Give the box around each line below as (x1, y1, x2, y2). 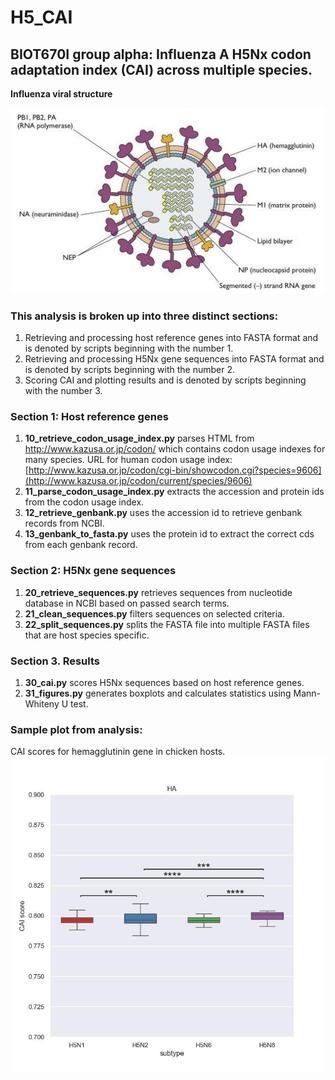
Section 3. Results (10, 654, 100, 668)
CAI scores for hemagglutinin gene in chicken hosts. (10, 746, 226, 758)
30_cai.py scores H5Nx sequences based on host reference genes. (24, 677, 305, 689)
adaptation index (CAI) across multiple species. (10, 61, 313, 78)
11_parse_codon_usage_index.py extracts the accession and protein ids (24, 486, 325, 498)
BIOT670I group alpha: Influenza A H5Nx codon (10, 46, 312, 63)
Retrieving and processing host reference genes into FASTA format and (24, 332, 319, 344)
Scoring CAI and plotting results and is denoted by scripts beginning (24, 374, 307, 386)
